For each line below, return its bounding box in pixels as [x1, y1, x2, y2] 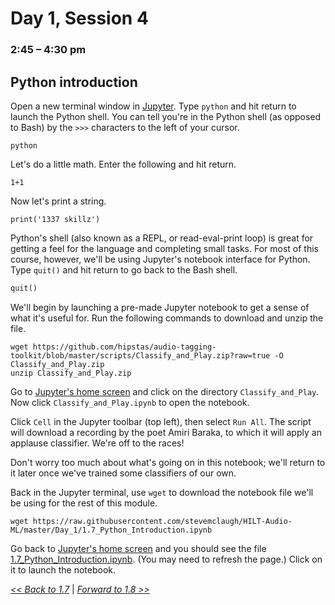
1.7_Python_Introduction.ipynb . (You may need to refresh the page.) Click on [10, 553, 323, 565]
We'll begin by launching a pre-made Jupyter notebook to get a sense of [10, 301, 310, 313]
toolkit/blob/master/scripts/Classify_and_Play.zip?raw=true [10, 350, 271, 361]
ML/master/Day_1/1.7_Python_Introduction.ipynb [10, 525, 213, 535]
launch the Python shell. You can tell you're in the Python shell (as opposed [10, 110, 322, 122]
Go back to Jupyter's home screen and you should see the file [10, 542, 267, 554]
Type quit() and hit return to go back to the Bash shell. [10, 263, 238, 276]
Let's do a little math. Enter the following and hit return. [10, 158, 237, 170]
